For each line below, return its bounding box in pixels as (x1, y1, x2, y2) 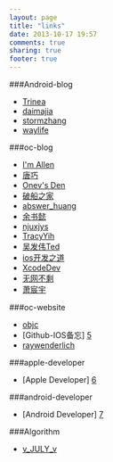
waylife (21, 125, 49, 135)
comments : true (9, 37, 66, 47)
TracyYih (21, 231, 55, 241)
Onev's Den (21, 180, 66, 190)
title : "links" (9, 21, 66, 30)
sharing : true (9, 46, 62, 55)
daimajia (21, 106, 53, 116)
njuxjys (21, 221, 49, 232)
